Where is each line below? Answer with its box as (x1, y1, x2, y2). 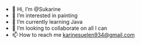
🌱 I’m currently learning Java (11, 18, 83, 25)
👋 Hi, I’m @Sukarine (11, 6, 61, 12)
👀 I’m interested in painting (11, 12, 78, 19)
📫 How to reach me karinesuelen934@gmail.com (11, 32, 135, 38)
